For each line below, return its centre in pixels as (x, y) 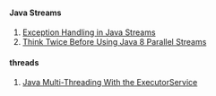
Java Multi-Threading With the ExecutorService (110, 83)
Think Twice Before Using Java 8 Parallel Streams (114, 42)
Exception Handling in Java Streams (89, 32)
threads (24, 62)
